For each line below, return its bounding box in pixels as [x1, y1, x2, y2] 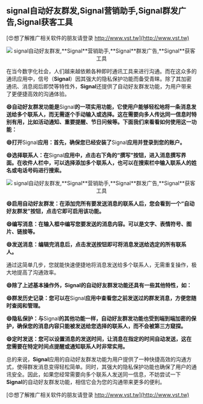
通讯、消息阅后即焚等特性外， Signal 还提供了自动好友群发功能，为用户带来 [6, 82, 192, 90]
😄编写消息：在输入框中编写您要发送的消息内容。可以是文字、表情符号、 [6, 220, 187, 227]
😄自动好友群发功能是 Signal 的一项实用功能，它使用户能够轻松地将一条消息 [6, 103, 192, 110]
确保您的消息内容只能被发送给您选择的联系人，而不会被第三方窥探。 [16, 322, 186, 330]
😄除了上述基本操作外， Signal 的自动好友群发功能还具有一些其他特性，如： [6, 281, 192, 288]
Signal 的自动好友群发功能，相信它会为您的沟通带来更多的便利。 [6, 378, 166, 385]
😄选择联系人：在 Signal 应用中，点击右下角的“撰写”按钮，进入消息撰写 [6, 151, 181, 158]
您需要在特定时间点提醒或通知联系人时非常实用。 [6, 342, 128, 350]
